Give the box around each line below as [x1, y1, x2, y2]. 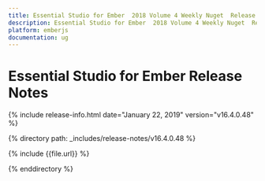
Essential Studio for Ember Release [8, 68, 243, 85]
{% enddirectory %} [8, 164, 73, 174]
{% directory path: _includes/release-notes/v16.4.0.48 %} [8, 134, 196, 143]
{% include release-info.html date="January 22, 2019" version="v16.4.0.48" [8, 110, 255, 120]
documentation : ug [8, 33, 69, 42]
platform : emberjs [8, 26, 69, 34]
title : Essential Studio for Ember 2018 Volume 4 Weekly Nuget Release [8, 11, 256, 20]
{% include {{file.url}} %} [8, 149, 90, 158]
